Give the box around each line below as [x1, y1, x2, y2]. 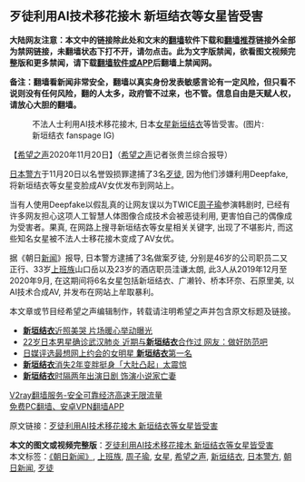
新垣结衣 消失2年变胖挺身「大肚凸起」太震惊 [22, 359, 188, 369]
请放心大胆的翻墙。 [9, 99, 82, 110]
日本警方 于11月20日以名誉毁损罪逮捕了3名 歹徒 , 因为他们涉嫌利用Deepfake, [9, 168, 289, 179]
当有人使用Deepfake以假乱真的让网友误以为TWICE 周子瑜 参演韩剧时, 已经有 [9, 199, 290, 210]
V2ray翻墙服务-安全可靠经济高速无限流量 [9, 389, 163, 400]
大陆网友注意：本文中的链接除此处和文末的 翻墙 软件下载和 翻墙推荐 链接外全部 [9, 34, 296, 45]
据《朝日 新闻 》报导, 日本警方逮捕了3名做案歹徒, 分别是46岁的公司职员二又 [9, 252, 289, 263]
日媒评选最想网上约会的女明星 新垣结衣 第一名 [22, 348, 192, 359]
